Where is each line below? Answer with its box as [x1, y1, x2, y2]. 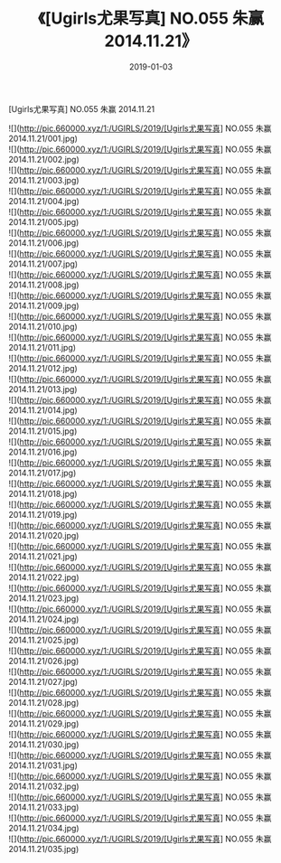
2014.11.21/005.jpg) [8, 216, 80, 227]
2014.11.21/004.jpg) [8, 195, 80, 206]
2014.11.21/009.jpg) [8, 300, 80, 311]
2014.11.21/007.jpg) [8, 258, 79, 269]
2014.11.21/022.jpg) [8, 571, 80, 583]
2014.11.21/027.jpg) [8, 676, 79, 687]
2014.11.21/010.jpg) [8, 321, 78, 332]
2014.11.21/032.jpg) [8, 781, 80, 792]
